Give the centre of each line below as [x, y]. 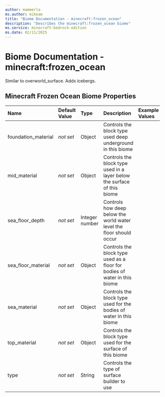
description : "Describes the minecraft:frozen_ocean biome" [68, 23]
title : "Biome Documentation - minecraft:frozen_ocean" [63, 19]
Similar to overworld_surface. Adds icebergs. [51, 81]
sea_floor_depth [26, 220]
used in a [113, 169]
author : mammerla [23, 10]
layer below [116, 175]
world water [117, 220]
